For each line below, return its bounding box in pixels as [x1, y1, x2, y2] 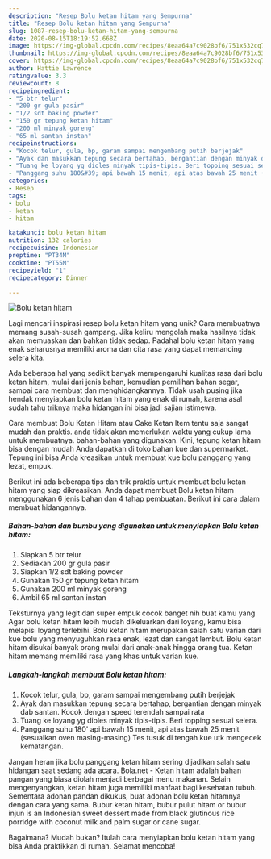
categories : [8, 177, 48, 186]
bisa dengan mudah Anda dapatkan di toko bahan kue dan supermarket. [8, 444, 248, 454]
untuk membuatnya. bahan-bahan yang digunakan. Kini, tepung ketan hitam [8, 436, 261, 445]
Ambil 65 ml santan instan [19, 593, 106, 603]
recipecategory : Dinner [8, 273, 89, 282]
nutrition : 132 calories [8, 236, 92, 244]
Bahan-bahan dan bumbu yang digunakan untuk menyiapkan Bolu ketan [8, 521, 260, 531]
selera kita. [8, 352, 45, 363]
